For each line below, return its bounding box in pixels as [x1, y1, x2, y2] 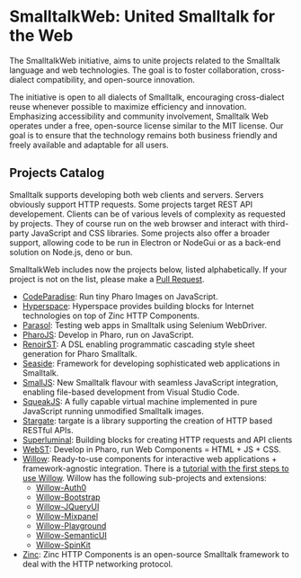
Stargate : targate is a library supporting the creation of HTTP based [22, 415, 272, 426]
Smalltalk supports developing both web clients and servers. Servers [9, 189, 264, 200]
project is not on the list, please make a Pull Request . [9, 273, 205, 284]
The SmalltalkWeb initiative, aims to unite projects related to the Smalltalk [9, 55, 280, 66]
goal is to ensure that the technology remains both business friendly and [9, 129, 278, 140]
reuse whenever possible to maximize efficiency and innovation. [9, 101, 247, 111]
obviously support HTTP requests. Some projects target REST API [9, 199, 253, 209]
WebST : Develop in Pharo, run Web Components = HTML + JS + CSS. [22, 443, 281, 455]
